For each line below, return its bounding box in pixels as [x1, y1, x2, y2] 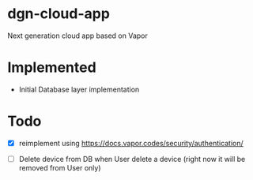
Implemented [7, 58, 96, 77]
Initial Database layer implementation [18, 84, 140, 94]
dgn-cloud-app [7, 5, 110, 23]
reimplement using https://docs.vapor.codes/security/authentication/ [18, 138, 244, 148]
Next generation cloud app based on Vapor [7, 31, 148, 40]
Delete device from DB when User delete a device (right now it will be [18, 154, 246, 163]
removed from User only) [18, 163, 101, 172]
